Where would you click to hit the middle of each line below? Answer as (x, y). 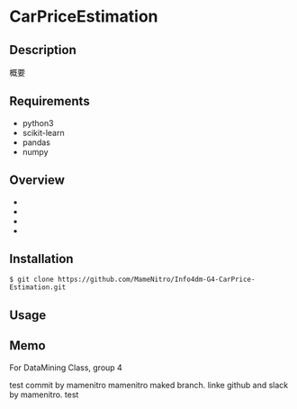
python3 (38, 123)
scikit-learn (43, 132)
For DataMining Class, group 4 (66, 368)
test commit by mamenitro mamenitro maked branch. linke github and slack (149, 385)
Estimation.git (38, 287)
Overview (37, 181)
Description (43, 50)
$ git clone (31, 280)
